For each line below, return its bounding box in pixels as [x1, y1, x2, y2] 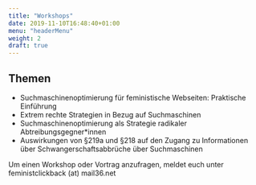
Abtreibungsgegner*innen [19, 126, 107, 137]
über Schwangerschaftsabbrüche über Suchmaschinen [19, 144, 203, 154]
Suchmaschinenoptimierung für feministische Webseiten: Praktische [19, 92, 246, 102]
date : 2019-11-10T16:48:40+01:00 [8, 19, 120, 27]
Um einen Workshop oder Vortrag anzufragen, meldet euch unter [8, 159, 225, 169]
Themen [8, 72, 51, 85]
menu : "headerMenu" [8, 27, 74, 35]
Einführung [19, 101, 58, 111]
